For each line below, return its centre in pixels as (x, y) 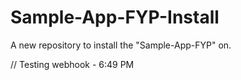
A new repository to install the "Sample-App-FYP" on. (121, 45)
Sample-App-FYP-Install (115, 17)
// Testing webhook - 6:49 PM (72, 64)
